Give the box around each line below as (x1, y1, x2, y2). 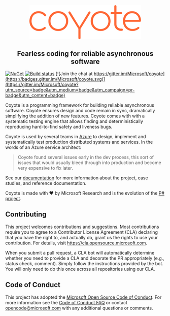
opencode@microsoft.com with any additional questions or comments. (5, 305, 153, 311)
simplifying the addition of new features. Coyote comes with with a (5, 113, 145, 119)
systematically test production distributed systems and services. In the (5, 139, 153, 145)
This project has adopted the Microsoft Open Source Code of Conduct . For (5, 294, 162, 300)
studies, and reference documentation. (5, 180, 87, 186)
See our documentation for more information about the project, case (5, 175, 148, 181)
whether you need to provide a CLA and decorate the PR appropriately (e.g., (5, 255, 165, 261)
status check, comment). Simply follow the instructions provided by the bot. (5, 260, 164, 266)
